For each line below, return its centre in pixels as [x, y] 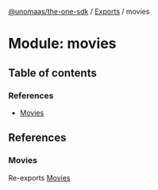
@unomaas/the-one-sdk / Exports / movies [79, 12]
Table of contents [52, 73]
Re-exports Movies [39, 177]
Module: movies [62, 44]
